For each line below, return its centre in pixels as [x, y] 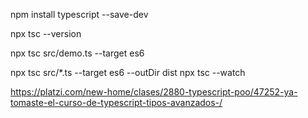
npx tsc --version [46, 33]
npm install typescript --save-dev [79, 14]
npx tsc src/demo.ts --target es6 [77, 53]
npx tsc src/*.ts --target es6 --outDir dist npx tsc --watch [128, 72]
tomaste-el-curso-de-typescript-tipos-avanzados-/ [116, 102]
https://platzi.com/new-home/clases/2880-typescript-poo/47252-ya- [154, 92]
